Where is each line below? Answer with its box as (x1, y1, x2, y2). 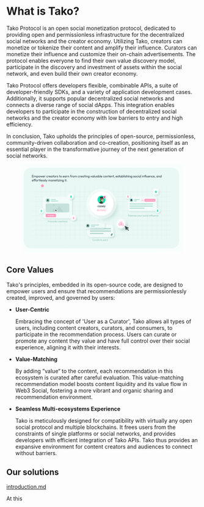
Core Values (6, 264, 54, 275)
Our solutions (6, 467, 59, 478)
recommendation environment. (15, 393, 93, 401)
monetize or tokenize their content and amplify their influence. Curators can (6, 44, 197, 51)
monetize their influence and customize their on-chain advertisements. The (6, 50, 196, 57)
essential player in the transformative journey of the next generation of (6, 145, 184, 153)
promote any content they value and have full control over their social (15, 337, 191, 345)
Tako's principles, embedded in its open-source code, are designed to (6, 281, 183, 288)
